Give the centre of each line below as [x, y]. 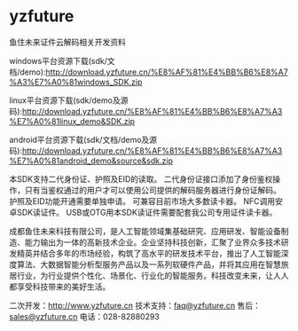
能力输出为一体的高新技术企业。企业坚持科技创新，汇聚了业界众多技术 [153, 242]
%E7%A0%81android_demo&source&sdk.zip [91, 161]
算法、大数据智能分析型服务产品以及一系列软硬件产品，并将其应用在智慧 [149, 264]
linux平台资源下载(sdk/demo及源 [69, 100]
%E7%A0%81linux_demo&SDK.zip [72, 121]
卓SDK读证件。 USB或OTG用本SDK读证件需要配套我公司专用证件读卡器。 [143, 212]
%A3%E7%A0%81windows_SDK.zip [76, 82]
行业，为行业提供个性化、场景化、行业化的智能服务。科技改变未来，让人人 [153, 275]
